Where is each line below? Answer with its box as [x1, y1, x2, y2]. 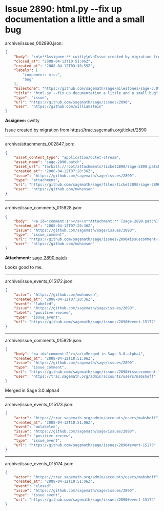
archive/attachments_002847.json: [5, 141, 75, 147]
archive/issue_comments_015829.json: [5, 337, 83, 343]
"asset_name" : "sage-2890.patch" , [14, 160, 84, 164]
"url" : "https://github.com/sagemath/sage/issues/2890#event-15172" [14, 320, 156, 325]
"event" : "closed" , [14, 484, 54, 489]
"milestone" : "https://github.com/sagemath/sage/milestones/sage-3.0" [14, 86, 161, 91]
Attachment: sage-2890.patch [5, 255, 67, 261]
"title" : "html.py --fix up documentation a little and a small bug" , [14, 90, 161, 96]
